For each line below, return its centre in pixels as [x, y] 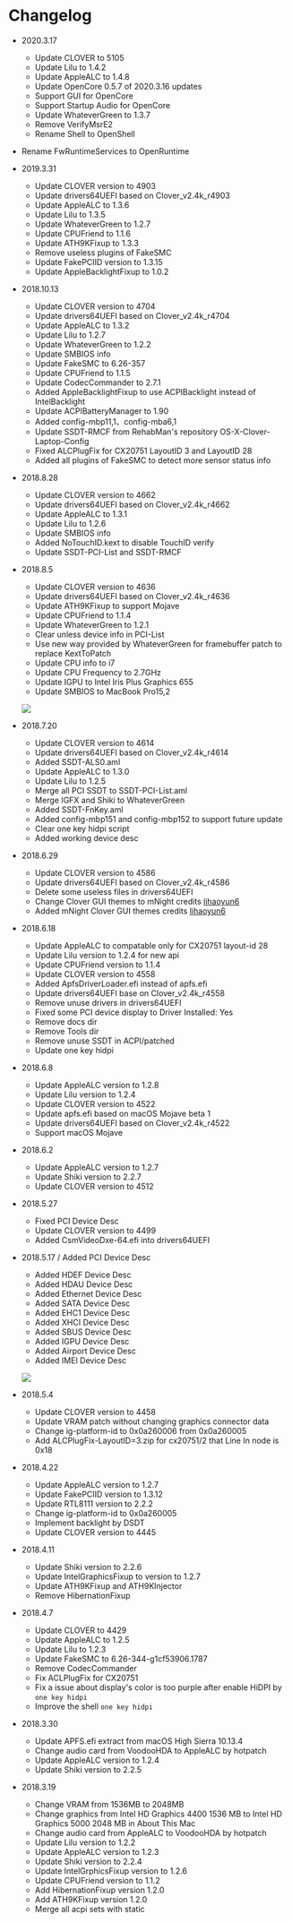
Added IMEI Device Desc [81, 1360]
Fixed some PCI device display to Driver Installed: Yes [134, 1012]
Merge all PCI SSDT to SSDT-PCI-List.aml [111, 790]
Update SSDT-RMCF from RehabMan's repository [126, 432]
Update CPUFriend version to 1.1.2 [97, 1880]
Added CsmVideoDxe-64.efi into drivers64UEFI [122, 1240]
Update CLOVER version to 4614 [94, 743]
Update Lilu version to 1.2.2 [85, 1842]
